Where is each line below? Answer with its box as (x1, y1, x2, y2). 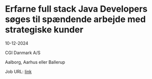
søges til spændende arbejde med (5, 14, 146, 25)
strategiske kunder (5, 24, 84, 35)
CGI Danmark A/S (5, 50, 40, 56)
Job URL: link (5, 68, 32, 74)
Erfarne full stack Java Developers (5, 3, 148, 15)
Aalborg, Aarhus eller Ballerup (5, 59, 65, 65)
